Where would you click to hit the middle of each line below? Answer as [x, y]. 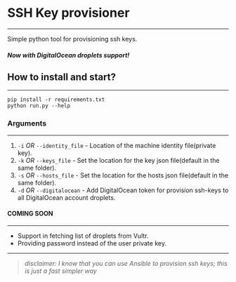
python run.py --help [39, 106]
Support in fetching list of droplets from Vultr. [83, 236]
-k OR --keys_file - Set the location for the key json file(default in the [118, 160]
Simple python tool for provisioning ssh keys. [72, 39]
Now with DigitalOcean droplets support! [68, 55]
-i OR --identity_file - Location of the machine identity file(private [117, 145]
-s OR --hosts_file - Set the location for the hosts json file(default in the [123, 175]
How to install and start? [61, 77]
